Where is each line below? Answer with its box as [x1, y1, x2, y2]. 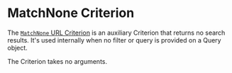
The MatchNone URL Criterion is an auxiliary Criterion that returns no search [7, 28, 226, 37]
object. [7, 43, 28, 52]
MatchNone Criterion [7, 5, 135, 21]
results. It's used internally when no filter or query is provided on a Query [7, 35, 221, 44]
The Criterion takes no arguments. [7, 57, 108, 65]
